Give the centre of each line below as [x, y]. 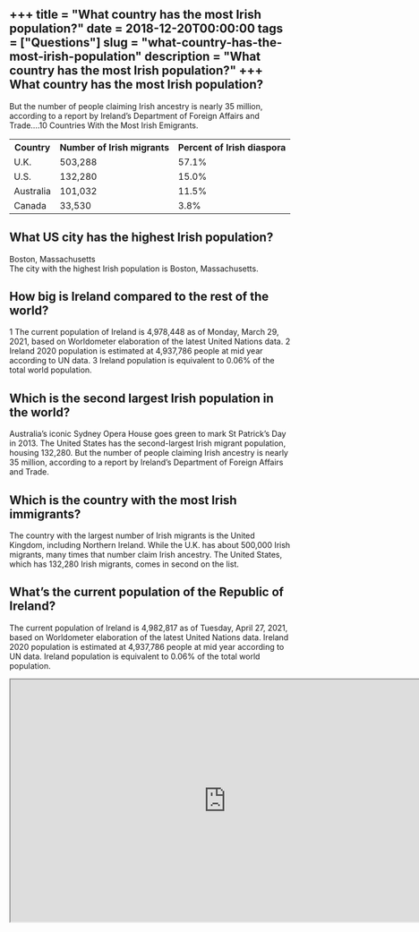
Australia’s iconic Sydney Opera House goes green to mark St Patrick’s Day [148, 434]
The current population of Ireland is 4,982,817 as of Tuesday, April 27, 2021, [149, 628]
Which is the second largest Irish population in [142, 398]
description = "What [203, 57]
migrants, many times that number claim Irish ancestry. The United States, [146, 555]
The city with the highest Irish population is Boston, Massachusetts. [134, 269]
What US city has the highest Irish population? [141, 238]
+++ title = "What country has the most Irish [135, 15]
